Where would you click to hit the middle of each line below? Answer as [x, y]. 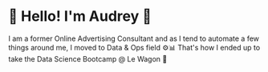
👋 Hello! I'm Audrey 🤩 [80, 16]
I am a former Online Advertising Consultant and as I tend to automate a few [134, 38]
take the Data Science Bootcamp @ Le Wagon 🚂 [88, 58]
